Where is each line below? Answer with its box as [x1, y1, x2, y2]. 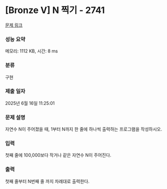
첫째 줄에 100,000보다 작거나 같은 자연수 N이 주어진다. [5, 152, 112, 158]
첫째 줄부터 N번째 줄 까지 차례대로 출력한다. [5, 178, 90, 184]
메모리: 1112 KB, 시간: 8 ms [5, 48, 58, 54]
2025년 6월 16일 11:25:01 [5, 100, 55, 106]
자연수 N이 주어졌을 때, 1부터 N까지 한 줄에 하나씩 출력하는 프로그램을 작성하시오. [5, 126, 163, 132]
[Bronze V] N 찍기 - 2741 [5, 4, 105, 16]
